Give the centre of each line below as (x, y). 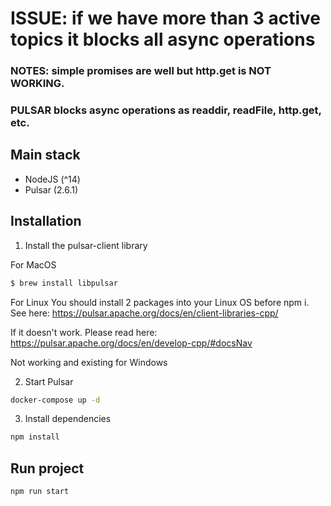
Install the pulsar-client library (86, 245)
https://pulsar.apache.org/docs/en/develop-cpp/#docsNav (131, 343)
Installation (46, 221)
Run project (47, 468)
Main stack (45, 155)
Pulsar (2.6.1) (51, 189)
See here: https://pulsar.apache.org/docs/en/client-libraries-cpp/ (144, 313)
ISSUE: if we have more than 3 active (165, 18)
